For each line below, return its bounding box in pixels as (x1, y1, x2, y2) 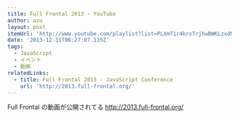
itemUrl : (7, 30, 33, 37)
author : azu (7, 17, 43, 24)
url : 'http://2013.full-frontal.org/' (20, 83, 135, 90)
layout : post (7, 23, 46, 30)
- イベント (14, 57, 42, 64)
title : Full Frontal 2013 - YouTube (7, 10, 116, 18)
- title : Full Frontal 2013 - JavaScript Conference (14, 76, 174, 83)
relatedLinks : (7, 69, 50, 76)
